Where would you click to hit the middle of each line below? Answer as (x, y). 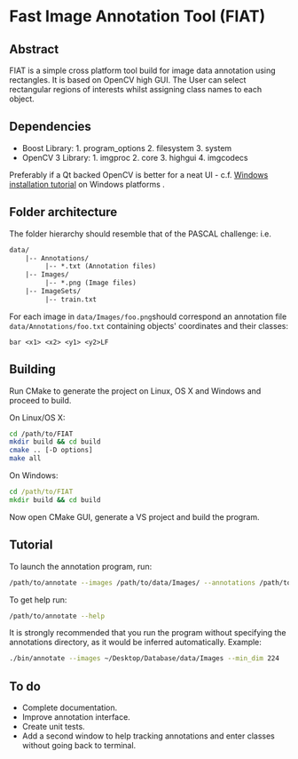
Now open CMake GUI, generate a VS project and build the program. (134, 516)
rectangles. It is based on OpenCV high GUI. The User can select (128, 80)
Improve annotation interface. (76, 717)
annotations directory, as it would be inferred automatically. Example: (135, 643)
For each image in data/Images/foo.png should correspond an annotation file (148, 316)
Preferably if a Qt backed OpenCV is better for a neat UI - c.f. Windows (139, 174)
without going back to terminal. (79, 746)
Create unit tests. (54, 727)
